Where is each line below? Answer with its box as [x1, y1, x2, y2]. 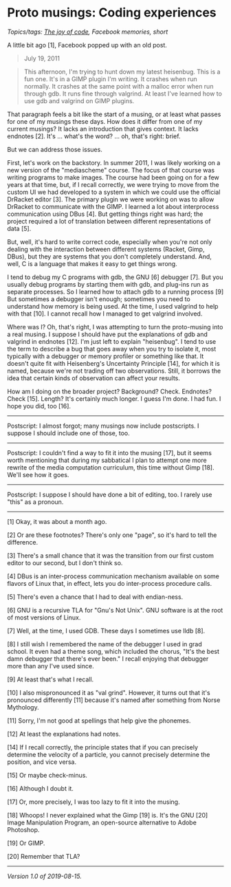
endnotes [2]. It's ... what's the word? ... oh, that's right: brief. [7, 132, 181, 140]
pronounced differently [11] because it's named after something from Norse [7, 696, 221, 704]
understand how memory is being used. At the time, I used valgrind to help [7, 302, 219, 310]
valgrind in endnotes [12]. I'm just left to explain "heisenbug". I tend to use [7, 337, 217, 345]
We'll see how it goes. [7, 470, 69, 479]
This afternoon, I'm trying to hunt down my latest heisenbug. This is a [23, 67, 221, 76]
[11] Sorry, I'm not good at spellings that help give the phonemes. [7, 716, 191, 725]
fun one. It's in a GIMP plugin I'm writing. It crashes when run [23, 74, 197, 83]
